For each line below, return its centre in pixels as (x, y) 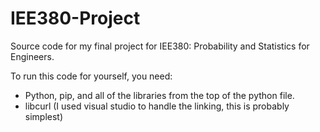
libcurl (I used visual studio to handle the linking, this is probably (157, 106)
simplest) (44, 116)
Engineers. (32, 56)
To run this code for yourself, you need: (91, 76)
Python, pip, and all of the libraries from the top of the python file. (159, 95)
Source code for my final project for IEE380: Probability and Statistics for (160, 46)
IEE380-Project (75, 18)
